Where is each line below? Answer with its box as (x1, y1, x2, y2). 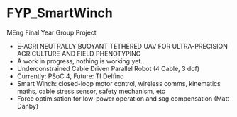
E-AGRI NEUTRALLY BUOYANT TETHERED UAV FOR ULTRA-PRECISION (16, 42, 228, 50)
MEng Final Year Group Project (6, 28, 97, 37)
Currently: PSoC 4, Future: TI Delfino (16, 72, 124, 80)
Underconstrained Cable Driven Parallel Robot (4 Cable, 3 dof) (16, 64, 200, 73)
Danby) (16, 101, 39, 110)
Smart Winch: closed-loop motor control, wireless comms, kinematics (16, 79, 221, 87)
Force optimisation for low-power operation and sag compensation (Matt (16, 94, 230, 103)
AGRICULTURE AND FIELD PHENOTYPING (16, 49, 141, 58)
